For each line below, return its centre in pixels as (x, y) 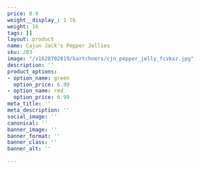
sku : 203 (20, 53)
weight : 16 (23, 26)
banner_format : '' (34, 136)
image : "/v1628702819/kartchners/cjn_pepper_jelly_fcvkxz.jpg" (101, 59)
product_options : (32, 71)
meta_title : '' (29, 104)
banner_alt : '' (29, 149)
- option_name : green (39, 78)
